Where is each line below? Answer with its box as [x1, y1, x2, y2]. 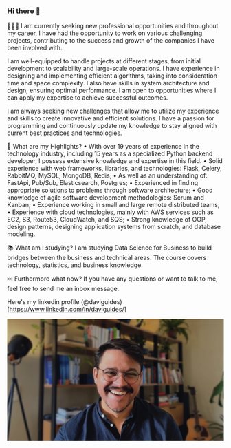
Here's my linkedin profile [7, 298, 80, 306]
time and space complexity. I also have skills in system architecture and [7, 79, 210, 87]
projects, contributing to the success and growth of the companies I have [7, 36, 215, 45]
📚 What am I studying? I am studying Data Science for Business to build [7, 244, 212, 252]
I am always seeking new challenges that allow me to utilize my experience [7, 107, 219, 116]
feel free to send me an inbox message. [7, 285, 120, 293]
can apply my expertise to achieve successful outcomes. [7, 94, 168, 102]
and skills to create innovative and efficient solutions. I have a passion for [7, 114, 214, 122]
